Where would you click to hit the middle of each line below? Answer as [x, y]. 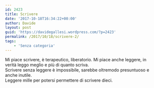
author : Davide [20, 23]
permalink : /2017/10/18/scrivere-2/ [42, 37]
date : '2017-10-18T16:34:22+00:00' [41, 18]
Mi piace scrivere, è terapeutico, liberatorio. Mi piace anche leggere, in [76, 59]
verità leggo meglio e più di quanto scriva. [47, 65]
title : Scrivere [21, 14]
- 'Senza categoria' [34, 46]
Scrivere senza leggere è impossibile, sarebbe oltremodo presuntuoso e [77, 70]
